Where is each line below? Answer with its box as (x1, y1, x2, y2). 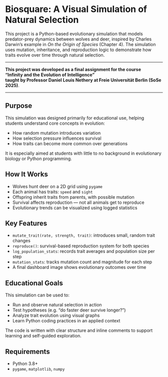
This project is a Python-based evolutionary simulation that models (5, 31, 143, 37)
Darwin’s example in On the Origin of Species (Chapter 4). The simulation (5, 41, 156, 47)
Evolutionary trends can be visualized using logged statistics (12, 204, 137, 211)
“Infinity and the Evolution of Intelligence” (5, 72, 95, 78)
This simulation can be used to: (5, 292, 70, 298)
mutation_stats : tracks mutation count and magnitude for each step (12, 259, 152, 265)
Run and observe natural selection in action (12, 302, 102, 308)
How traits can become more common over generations (12, 140, 128, 146)
